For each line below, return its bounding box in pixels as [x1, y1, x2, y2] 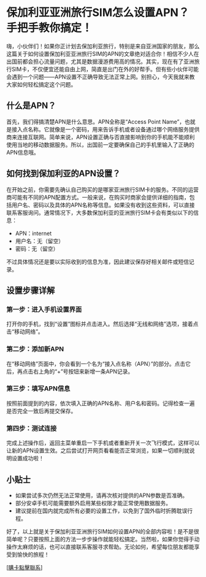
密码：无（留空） [15, 245, 59, 252]
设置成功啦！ [11, 455, 44, 462]
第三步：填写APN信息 [6, 384, 71, 393]
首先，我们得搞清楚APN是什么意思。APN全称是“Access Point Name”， [6, 118, 185, 125]
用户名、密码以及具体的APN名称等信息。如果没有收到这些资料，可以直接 [11, 201, 195, 209]
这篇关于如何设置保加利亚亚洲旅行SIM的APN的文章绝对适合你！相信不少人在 [6, 50, 199, 57]
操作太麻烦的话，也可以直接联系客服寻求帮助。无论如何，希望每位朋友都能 [6, 543, 194, 550]
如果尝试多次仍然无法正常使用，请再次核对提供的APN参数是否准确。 [15, 492, 188, 499]
